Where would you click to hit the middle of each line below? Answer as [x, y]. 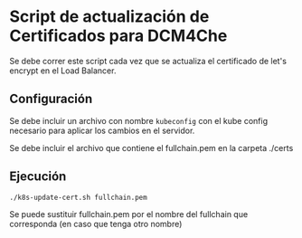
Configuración [51, 99]
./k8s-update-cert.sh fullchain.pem [78, 197]
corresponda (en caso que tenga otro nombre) [96, 224]
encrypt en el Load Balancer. [63, 71]
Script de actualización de [109, 17]
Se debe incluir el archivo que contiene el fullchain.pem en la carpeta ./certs [151, 148]
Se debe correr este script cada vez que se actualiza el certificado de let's [148, 61]
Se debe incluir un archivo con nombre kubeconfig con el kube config [139, 120]
